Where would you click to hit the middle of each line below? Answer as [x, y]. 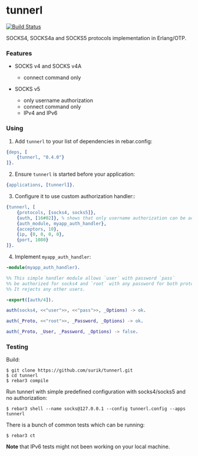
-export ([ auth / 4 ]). [30, 300]
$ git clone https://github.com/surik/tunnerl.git [70, 370]
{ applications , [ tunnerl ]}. [41, 185]
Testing [17, 347]
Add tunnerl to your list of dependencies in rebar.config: [83, 141]
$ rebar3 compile [27, 381]
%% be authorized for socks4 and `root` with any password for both [92, 284]
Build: [13, 360]
